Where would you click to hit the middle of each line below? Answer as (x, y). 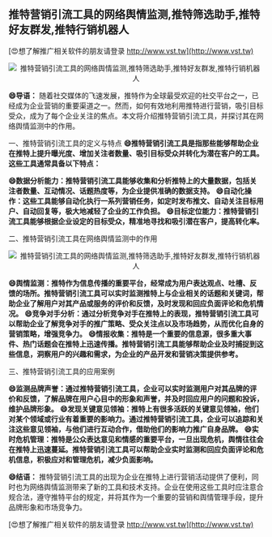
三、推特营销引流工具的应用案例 (62, 371)
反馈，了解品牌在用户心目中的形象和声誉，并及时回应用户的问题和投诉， (143, 398)
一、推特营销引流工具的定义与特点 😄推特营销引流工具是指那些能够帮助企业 (134, 143)
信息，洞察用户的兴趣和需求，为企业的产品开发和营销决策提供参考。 (129, 354)
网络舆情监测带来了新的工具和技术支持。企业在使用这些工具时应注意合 (147, 487)
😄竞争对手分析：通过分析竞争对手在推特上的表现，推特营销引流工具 (138, 313)
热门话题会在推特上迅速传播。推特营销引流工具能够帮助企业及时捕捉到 (139, 344)
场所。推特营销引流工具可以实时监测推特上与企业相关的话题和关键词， (139, 293)
